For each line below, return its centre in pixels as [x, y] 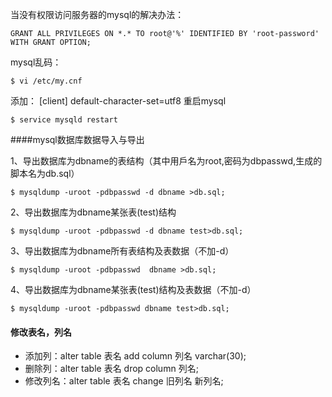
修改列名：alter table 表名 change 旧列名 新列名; [124, 381]
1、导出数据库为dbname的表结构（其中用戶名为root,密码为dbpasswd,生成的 [166, 161]
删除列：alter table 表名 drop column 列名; [111, 369]
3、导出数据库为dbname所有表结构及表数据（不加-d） [122, 251]
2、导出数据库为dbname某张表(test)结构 [93, 212]
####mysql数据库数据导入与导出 [77, 139]
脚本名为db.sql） [45, 173]
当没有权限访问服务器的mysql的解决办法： [97, 14]
